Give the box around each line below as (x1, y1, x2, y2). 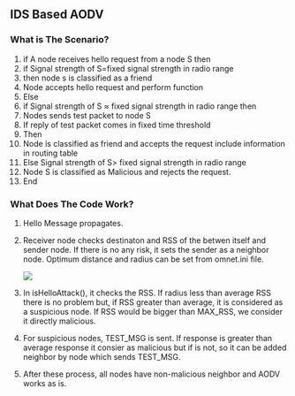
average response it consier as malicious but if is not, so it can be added (22, 342, 287, 353)
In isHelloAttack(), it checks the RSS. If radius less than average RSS (22, 287, 272, 298)
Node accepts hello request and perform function (22, 81, 204, 92)
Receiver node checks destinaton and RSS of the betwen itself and (22, 234, 267, 246)
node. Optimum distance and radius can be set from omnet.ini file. (22, 254, 264, 264)
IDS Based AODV (10, 7, 104, 22)
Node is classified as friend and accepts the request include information (22, 138, 286, 148)
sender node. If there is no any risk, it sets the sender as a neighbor (22, 244, 269, 255)
